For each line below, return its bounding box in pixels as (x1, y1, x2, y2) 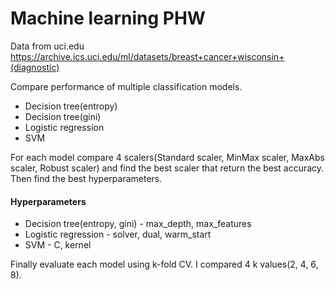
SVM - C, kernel (24, 239, 92, 251)
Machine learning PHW (10, 7, 206, 30)
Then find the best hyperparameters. (10, 172, 163, 184)
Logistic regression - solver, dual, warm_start (24, 228, 212, 241)
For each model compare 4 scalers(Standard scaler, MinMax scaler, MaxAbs (10, 151, 325, 163)
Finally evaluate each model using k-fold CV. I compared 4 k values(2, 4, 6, (10, 258, 319, 271)
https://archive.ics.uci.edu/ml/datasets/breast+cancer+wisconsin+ (10, 50, 285, 62)
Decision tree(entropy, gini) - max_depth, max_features (24, 218, 252, 230)
